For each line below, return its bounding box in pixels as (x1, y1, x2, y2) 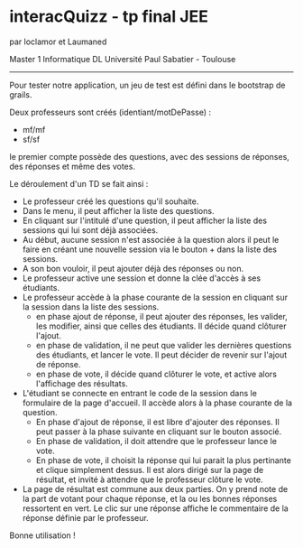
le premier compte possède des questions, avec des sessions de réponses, (9, 151, 290, 162)
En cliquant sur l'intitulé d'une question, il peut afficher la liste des (22, 215, 268, 226)
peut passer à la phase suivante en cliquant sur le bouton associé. (35, 426, 282, 437)
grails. (9, 88, 32, 100)
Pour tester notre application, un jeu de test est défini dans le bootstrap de (9, 79, 286, 90)
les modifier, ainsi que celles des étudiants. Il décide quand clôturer (35, 320, 287, 331)
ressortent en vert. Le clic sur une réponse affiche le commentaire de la (22, 503, 289, 514)
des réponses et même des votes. (9, 161, 135, 172)
